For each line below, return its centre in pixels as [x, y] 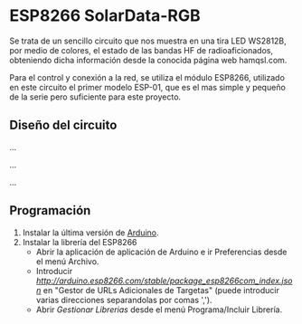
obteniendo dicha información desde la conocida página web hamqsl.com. [148, 60]
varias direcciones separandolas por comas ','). [124, 300]
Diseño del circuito [63, 125]
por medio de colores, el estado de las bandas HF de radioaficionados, [142, 50]
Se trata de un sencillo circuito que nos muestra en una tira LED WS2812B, [148, 41]
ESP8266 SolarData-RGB [105, 16]
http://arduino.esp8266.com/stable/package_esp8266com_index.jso [164, 281]
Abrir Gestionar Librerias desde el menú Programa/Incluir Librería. [159, 310]
